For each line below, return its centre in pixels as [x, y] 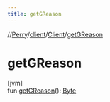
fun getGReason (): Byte [42, 91]
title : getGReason [34, 14]
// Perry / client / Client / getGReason [55, 34]
